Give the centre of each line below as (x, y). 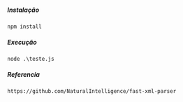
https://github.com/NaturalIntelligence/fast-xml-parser (92, 91)
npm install (24, 27)
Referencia (24, 74)
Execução (22, 42)
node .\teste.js (31, 59)
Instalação (23, 10)
